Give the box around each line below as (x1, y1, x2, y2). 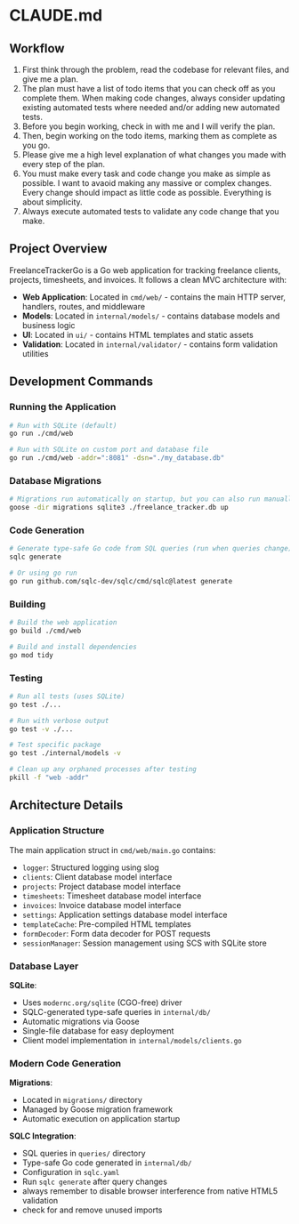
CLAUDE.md (9, 5, 103, 26)
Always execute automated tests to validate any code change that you (21, 206, 279, 216)
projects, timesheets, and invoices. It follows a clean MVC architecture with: (9, 274, 287, 285)
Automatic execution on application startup (21, 1114, 181, 1124)
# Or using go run (9, 568, 77, 578)
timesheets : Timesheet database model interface (21, 890, 202, 901)
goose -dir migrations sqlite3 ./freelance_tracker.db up (9, 503, 229, 512)
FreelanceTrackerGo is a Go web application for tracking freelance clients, (9, 264, 281, 276)
